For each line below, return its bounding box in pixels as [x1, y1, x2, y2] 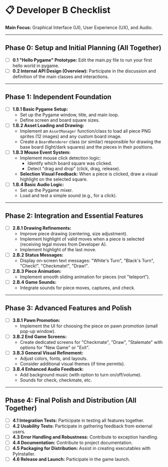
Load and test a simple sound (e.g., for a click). [19, 192, 117, 198]
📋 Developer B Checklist [5, 5, 111, 16]
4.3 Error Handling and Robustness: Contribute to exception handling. [12, 434, 158, 440]
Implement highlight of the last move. [19, 246, 96, 252]
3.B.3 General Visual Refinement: [12, 349, 83, 356]
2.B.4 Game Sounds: [12, 279, 56, 285]
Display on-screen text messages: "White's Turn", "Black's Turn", [19, 257, 154, 263]
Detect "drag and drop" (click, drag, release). [27, 165, 120, 171]
